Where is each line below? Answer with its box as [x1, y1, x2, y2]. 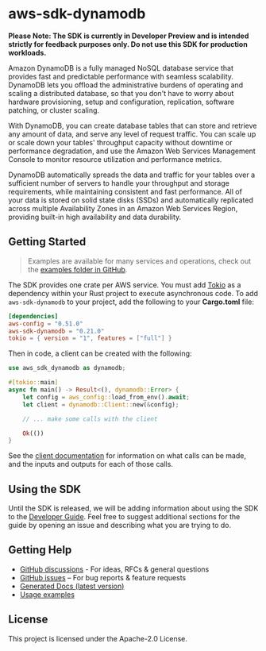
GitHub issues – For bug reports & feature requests [19, 572, 187, 582]
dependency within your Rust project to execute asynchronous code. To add [8, 288, 259, 298]
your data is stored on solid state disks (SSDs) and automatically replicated [8, 195, 254, 205]
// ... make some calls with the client [22, 414, 158, 423]
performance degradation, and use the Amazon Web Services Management [8, 146, 256, 156]
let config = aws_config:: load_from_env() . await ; [22, 393, 191, 401]
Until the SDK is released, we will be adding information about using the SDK [8, 503, 259, 513]
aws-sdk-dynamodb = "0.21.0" [8, 327, 105, 335]
